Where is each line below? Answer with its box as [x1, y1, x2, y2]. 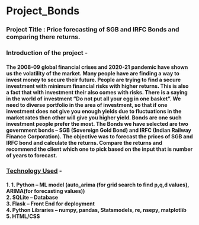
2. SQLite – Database [6, 194, 58, 201]
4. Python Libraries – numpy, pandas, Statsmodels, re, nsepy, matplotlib [6, 207, 187, 214]
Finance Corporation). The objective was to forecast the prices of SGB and [6, 132, 193, 140]
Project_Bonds [6, 4, 80, 18]
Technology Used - [6, 166, 62, 175]
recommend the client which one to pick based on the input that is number [6, 145, 193, 153]
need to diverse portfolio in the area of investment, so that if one [6, 101, 168, 108]
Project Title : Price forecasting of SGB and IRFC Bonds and [6, 26, 179, 34]
